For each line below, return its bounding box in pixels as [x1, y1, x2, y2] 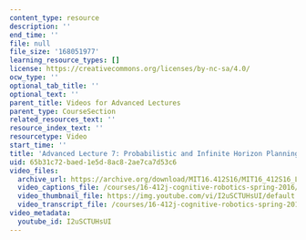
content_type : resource [9, 13, 100, 23]
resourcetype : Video [9, 132, 88, 141]
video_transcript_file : [17, 200, 107, 210]
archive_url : [17, 174, 67, 183]
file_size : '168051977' [9, 47, 100, 57]
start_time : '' [9, 141, 67, 150]
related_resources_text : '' [9, 115, 117, 124]
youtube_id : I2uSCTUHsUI [17, 216, 112, 226]
